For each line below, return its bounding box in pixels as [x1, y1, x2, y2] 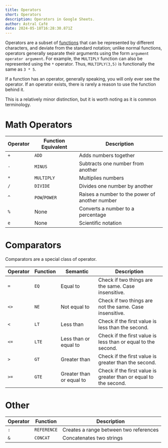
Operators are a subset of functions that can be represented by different [5, 40, 154, 46]
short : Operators [5, 12, 41, 17]
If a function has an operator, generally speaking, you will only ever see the [5, 76, 160, 82]
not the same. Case [98, 303, 144, 310]
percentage [79, 211, 106, 218]
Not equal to [60, 303, 90, 310]
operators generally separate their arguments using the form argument [5, 51, 149, 57]
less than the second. [98, 324, 149, 331]
